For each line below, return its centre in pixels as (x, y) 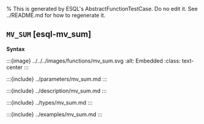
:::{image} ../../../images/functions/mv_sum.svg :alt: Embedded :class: (93, 61)
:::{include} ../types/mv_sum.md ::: (49, 102)
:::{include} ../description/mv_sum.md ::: (56, 91)
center (15, 67)
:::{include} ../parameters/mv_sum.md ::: (57, 79)
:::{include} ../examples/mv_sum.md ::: (54, 114)
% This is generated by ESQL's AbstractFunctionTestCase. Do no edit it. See (102, 9)
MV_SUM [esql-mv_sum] (49, 34)
